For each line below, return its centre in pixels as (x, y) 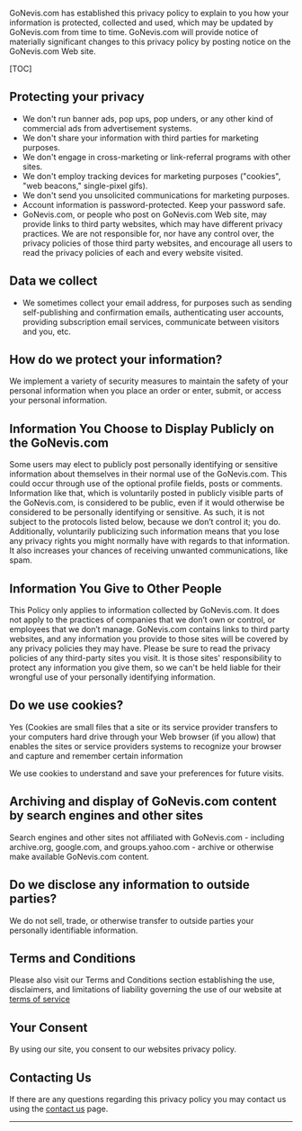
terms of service (40, 1000)
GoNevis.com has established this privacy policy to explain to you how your (149, 13)
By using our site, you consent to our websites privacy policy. (123, 1049)
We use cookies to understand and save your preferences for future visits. (147, 773)
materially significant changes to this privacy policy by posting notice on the (150, 41)
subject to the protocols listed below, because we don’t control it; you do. (145, 522)
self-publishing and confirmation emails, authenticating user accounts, (153, 312)
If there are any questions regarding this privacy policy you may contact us (148, 1099)
